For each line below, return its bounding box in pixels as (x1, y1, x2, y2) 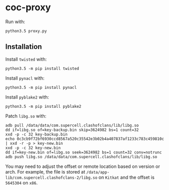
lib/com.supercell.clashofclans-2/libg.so (5, 175, 98, 180)
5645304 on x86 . (5, 179, 38, 186)
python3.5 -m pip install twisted (5, 66, 80, 71)
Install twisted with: (5, 56, 47, 62)
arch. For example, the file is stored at (5, 168, 86, 175)
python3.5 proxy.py (5, 28, 47, 33)
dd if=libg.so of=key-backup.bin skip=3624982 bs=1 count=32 (5, 127, 139, 132)
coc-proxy (5, 2, 51, 13)
